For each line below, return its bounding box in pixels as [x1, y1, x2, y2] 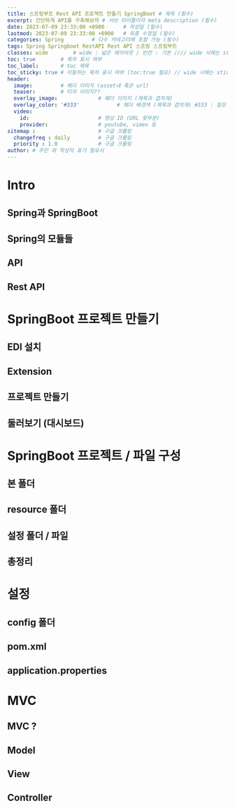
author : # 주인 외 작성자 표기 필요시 [7, 147, 104, 154]
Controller [7, 792, 52, 804]
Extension [7, 365, 52, 377]
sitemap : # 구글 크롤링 [7, 128, 131, 135]
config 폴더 [7, 616, 56, 628]
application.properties [7, 664, 107, 676]
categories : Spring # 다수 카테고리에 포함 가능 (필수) [7, 36, 180, 43]
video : [13, 108, 33, 115]
